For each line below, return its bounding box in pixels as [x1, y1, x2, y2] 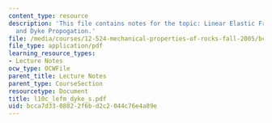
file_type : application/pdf [8, 42, 104, 50]
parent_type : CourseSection [8, 79, 104, 87]
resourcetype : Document [8, 87, 89, 95]
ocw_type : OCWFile [8, 65, 70, 73]
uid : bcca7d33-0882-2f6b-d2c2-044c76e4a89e [8, 102, 158, 110]
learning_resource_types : [8, 49, 96, 57]
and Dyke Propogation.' [15, 27, 96, 35]
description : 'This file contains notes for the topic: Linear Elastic [8, 19, 255, 28]
